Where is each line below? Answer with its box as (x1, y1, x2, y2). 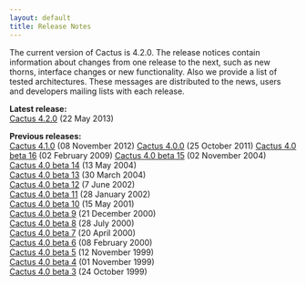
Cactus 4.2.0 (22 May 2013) (9, 113, 114, 124)
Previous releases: (9, 130, 82, 141)
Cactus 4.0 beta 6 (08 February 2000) (9, 237, 153, 248)
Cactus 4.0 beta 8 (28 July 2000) (9, 218, 135, 229)
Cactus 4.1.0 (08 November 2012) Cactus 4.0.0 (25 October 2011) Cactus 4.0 (9, 140, 297, 151)
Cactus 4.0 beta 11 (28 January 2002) (9, 188, 151, 199)
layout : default (9, 13, 71, 23)
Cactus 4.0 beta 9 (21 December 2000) (9, 208, 157, 219)
